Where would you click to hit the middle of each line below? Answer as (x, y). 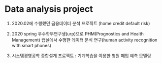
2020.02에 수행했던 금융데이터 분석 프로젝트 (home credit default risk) (81, 23)
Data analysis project (49, 9)
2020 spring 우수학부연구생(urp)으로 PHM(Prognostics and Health (78, 33)
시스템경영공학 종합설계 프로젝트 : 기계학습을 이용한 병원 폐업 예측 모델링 (81, 56)
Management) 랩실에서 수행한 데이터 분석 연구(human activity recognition (84, 40)
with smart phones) (32, 45)
